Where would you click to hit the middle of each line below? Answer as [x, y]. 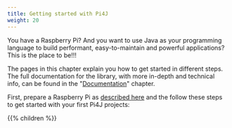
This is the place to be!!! [42, 55]
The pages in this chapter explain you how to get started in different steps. [115, 69]
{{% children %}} [32, 118]
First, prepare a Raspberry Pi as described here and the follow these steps [115, 97]
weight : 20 [23, 20]
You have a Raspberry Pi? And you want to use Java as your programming [115, 40]
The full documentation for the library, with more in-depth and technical [111, 76]
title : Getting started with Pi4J [58, 14]
